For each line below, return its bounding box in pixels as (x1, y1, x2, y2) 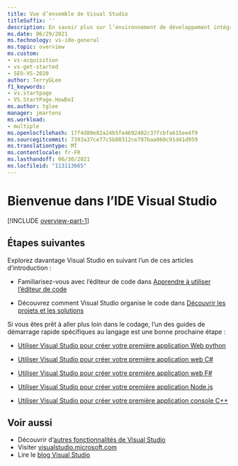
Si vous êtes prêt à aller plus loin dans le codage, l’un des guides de (7, 320, 205, 328)
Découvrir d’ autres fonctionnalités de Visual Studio (17, 435, 166, 444)
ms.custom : (7, 50, 40, 58)
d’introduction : (7, 264, 52, 272)
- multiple (7, 122, 40, 130)
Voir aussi (7, 416, 52, 428)
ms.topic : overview (7, 43, 65, 50)
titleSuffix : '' (7, 17, 55, 24)
